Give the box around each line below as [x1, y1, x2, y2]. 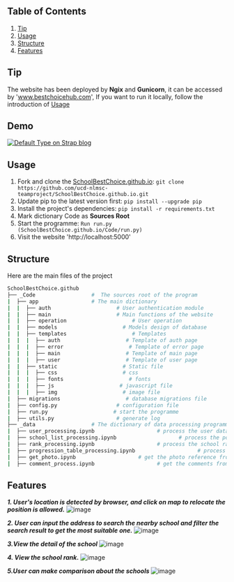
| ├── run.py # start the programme [7, 408, 179, 415]
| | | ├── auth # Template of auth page [7, 337, 198, 344]
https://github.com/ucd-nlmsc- [17, 185, 109, 192]
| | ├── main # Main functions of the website [7, 311, 214, 318]
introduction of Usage [7, 100, 70, 108]
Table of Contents [7, 6, 87, 17]
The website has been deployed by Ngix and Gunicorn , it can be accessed [7, 85, 223, 94]
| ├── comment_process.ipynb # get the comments [7, 460, 214, 467]
